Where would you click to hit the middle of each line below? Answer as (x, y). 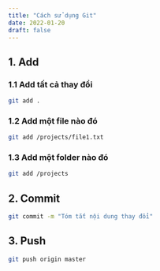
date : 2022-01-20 (37, 23)
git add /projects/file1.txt (56, 137)
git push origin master (47, 259)
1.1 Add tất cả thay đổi (50, 84)
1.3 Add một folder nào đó (58, 158)
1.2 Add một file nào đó (53, 121)
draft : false (30, 30)
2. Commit (34, 198)
